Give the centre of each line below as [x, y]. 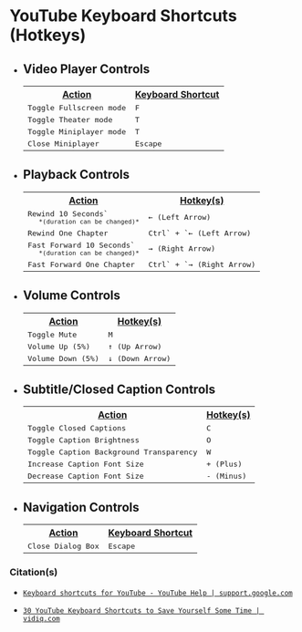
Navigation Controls [81, 507]
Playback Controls [76, 175]
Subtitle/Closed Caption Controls [119, 390]
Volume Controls [72, 296]
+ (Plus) [224, 465]
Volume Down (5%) [63, 358]
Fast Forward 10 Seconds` [81, 245]
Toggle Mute [52, 334]
